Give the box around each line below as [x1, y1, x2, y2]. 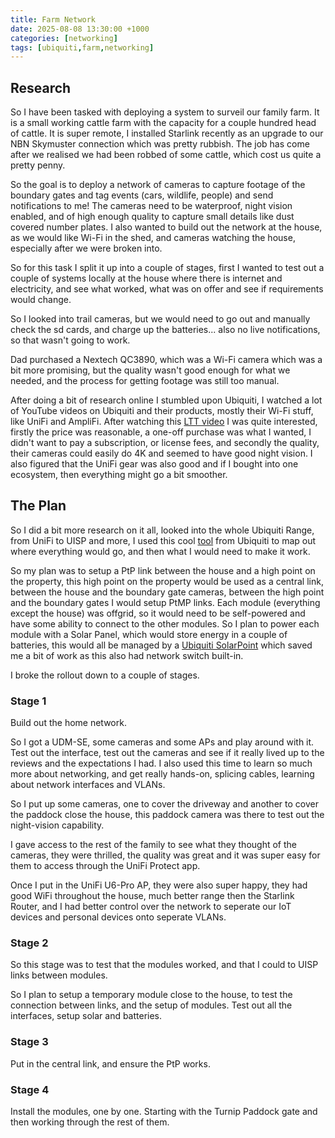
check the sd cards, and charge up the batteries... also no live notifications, [10, 324, 321, 336]
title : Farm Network [10, 14, 97, 25]
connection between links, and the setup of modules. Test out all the [10, 999, 293, 1011]
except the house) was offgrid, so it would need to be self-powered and [10, 607, 306, 619]
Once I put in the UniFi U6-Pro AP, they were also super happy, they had [10, 879, 308, 891]
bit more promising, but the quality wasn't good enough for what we [10, 364, 291, 376]
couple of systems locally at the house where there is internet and [10, 272, 283, 285]
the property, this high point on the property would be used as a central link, [10, 575, 324, 587]
